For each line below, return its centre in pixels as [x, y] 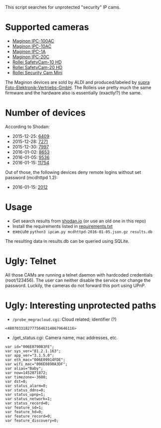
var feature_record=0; [29, 416]
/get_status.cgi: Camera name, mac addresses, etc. [65, 338]
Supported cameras [47, 27]
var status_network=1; [29, 399]
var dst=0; [16, 381]
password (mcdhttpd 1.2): [32, 177]
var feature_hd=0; [24, 412]
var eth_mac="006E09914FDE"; [35, 359]
